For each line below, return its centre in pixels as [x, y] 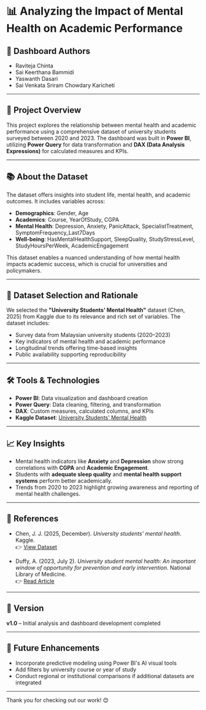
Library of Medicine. [41, 574]
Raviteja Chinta [34, 66]
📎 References [32, 519]
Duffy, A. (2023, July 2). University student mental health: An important [105, 561]
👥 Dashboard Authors [48, 51]
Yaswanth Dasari [36, 79]
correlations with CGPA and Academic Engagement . [82, 468]
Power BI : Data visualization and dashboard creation [82, 398]
